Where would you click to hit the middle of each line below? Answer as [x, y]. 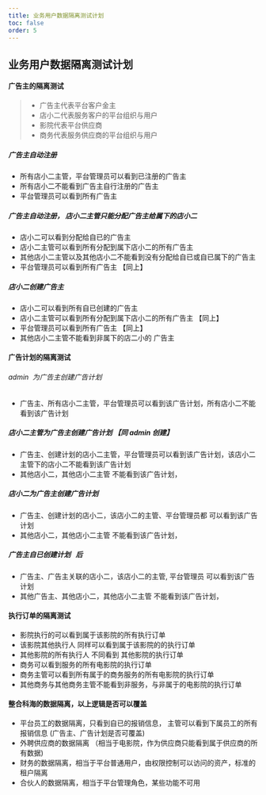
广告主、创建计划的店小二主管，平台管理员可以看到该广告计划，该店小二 [137, 454]
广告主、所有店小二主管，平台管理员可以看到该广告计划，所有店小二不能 [137, 403]
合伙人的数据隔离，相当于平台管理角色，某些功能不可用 [110, 782]
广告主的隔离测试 [36, 86]
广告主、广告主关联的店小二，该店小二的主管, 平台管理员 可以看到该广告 [137, 576]
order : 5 [23, 30]
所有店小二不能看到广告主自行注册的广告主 [89, 186]
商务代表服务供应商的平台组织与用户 [99, 135]
